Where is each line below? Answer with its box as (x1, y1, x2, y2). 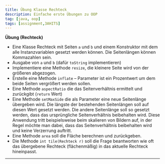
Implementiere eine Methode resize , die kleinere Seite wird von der (12, 65, 149, 71)
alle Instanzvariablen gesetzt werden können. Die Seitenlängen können (12, 49, 156, 55)
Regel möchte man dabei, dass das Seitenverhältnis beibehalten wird (12, 123, 152, 129)
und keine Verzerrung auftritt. (12, 128, 72, 133)
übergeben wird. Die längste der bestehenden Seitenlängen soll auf (12, 101, 149, 107)
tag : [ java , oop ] (5, 16, 41, 21)
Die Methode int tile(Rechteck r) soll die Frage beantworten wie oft (12, 138, 154, 144)
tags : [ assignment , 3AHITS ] (5, 21, 60, 26)
